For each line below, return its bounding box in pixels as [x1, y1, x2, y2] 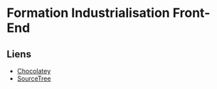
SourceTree [16, 74, 51, 83]
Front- [172, 5, 211, 21]
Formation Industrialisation [6, 5, 170, 21]
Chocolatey [16, 67, 51, 75]
